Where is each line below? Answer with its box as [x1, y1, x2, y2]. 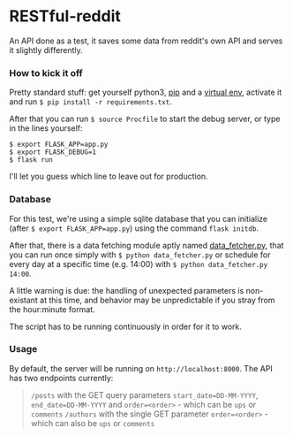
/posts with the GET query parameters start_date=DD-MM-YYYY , [30, 389, 259, 400]
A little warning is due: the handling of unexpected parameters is [9, 285, 244, 295]
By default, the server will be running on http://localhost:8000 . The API [9, 363, 274, 373]
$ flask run [9, 156, 53, 164]
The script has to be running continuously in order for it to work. [9, 321, 243, 332]
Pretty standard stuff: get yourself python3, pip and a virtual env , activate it [9, 87, 282, 98]
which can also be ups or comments [30, 417, 155, 428]
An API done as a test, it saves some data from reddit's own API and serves [9, 35, 283, 46]
